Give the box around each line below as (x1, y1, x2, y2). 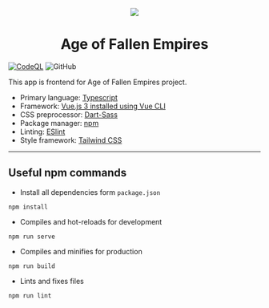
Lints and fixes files (19, 276, 84, 286)
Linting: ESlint (19, 127, 66, 136)
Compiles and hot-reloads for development (19, 217, 163, 226)
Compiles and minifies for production (19, 246, 143, 256)
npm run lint (8, 291, 52, 300)
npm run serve (8, 233, 56, 241)
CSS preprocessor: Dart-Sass (19, 109, 118, 120)
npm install (8, 203, 48, 211)
